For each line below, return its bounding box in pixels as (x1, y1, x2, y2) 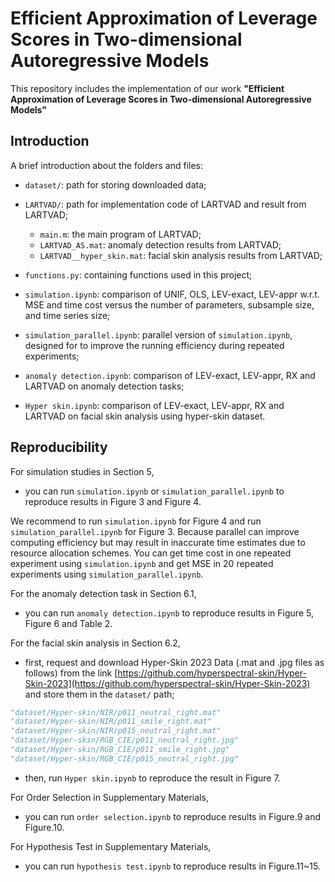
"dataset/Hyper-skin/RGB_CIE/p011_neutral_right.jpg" (10, 735, 240, 746)
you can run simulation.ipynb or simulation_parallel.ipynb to (24, 485, 285, 497)
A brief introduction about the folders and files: (10, 159, 204, 171)
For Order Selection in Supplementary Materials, (10, 791, 209, 803)
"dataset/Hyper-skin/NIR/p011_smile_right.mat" (10, 717, 213, 727)
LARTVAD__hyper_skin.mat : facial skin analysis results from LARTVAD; (39, 249, 323, 261)
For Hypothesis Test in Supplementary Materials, (10, 840, 212, 852)
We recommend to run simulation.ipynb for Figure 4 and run (10, 515, 262, 527)
